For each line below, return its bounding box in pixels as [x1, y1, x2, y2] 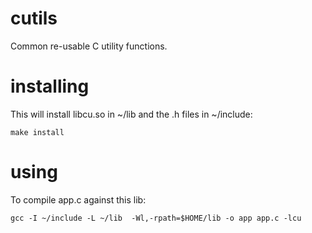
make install [10, 127, 65, 137]
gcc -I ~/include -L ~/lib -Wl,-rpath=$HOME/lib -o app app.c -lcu [10, 213, 302, 223]
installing [10, 75, 90, 98]
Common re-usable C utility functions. [10, 40, 168, 52]
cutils [10, 7, 58, 30]
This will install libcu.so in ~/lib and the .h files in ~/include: [10, 108, 253, 120]
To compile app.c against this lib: [10, 193, 147, 206]
